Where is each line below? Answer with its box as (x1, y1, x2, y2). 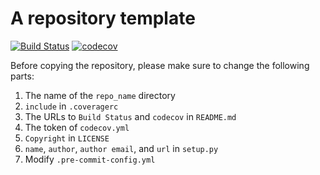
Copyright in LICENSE (24, 132, 110, 144)
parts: (10, 70, 35, 82)
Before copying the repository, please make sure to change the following (10, 59, 310, 71)
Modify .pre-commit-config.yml (24, 153, 156, 165)
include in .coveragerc (24, 100, 119, 112)
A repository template (10, 7, 196, 30)
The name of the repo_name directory (24, 89, 176, 101)
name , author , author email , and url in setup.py (24, 142, 219, 154)
